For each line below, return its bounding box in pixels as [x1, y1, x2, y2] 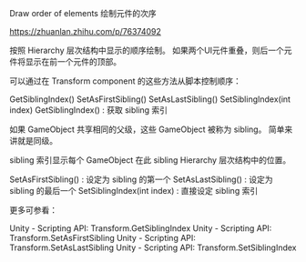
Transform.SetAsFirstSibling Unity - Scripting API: [9, 233, 196, 243]
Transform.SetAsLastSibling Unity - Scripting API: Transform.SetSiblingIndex [9, 242, 297, 253]
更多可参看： [9, 205, 57, 216]
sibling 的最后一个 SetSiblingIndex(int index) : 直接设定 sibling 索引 [9, 186, 259, 196]
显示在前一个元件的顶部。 [25, 56, 121, 66]
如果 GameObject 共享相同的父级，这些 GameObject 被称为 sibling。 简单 [9, 124, 285, 135]
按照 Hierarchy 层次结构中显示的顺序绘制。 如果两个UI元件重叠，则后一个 [9, 45, 285, 55]
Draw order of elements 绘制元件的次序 [9, 8, 157, 18]
